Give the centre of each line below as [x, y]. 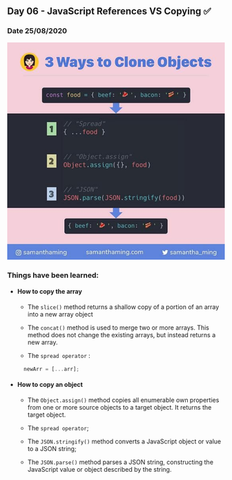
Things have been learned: [53, 275]
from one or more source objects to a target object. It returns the [119, 407]
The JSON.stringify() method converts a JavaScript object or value [124, 441]
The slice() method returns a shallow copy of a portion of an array [123, 307]
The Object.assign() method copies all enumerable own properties [123, 400]
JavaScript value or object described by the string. [99, 469]
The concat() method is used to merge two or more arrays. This [118, 328]
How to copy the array [50, 292]
